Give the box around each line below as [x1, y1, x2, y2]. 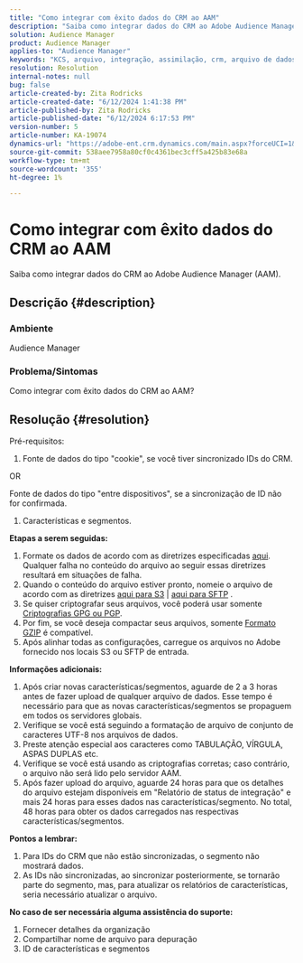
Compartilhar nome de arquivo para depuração [22, 933, 197, 944]
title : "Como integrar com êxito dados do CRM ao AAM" [9, 13, 220, 23]
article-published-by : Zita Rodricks [9, 106, 151, 115]
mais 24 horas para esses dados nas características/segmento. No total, [22, 796, 292, 807]
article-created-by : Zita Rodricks [9, 89, 143, 98]
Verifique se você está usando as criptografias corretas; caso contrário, [22, 758, 290, 769]
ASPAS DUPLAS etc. [22, 748, 99, 759]
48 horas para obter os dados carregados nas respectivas [22, 806, 239, 817]
